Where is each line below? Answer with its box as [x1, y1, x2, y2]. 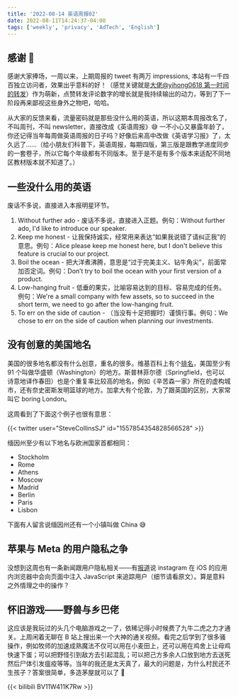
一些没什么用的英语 [7, 180, 91, 193]
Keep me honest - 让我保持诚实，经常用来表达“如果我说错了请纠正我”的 [17, 232, 227, 241]
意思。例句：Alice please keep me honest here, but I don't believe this [17, 242, 222, 249]
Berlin [17, 490, 35, 499]
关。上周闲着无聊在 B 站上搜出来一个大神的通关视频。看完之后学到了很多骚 [7, 633, 227, 642]
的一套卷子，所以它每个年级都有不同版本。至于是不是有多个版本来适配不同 [7, 149, 225, 158]
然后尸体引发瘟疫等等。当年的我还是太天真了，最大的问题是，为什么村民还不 [7, 659, 231, 668]
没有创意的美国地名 [7, 339, 91, 351]
